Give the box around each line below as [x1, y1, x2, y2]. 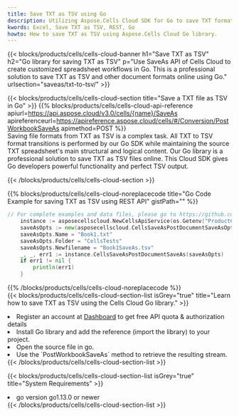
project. [7, 336, 31, 343]
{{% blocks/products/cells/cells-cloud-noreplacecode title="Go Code [7, 189, 211, 198]
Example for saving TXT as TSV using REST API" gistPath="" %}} [7, 197, 199, 206]
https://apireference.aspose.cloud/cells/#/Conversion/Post [56, 117, 229, 125]
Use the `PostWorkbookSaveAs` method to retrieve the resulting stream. [16, 350, 228, 358]
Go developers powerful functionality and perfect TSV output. [7, 162, 188, 171]
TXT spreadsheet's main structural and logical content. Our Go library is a [7, 147, 223, 155]
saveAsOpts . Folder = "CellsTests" [20, 237, 122, 244]
